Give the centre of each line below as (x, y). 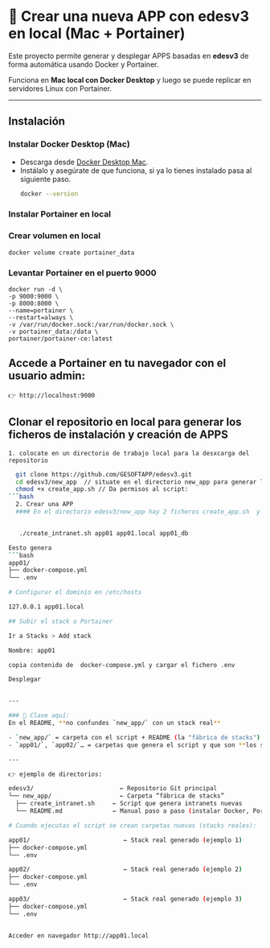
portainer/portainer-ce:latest (61, 339)
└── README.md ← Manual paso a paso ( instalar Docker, (133, 811)
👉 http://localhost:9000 (51, 395)
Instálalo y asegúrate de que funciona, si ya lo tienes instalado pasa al (136, 170)
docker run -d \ (35, 290)
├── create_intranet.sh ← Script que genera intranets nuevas (129, 804)
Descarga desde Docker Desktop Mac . (84, 162)
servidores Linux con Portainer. (60, 89)
